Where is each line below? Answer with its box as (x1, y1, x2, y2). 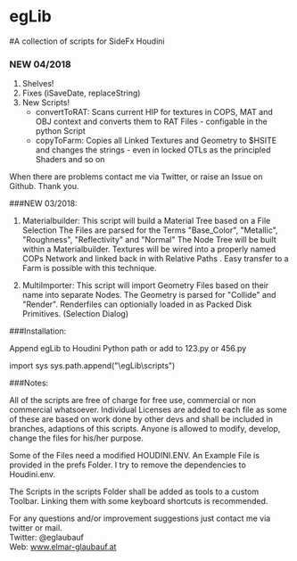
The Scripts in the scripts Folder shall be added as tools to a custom (9, 486, 260, 497)
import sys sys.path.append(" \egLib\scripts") (9, 360, 176, 371)
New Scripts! (21, 97, 70, 108)
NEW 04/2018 (9, 58, 71, 70)
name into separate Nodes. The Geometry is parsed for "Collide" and (21, 290, 276, 301)
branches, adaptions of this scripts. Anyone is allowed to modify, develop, (9, 424, 281, 434)
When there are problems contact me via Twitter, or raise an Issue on (9, 171, 263, 182)
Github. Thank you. (9, 181, 79, 192)
